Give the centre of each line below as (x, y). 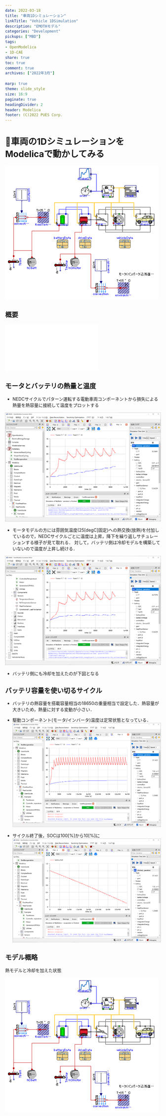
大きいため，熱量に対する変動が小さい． (53, 709)
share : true (17, 58)
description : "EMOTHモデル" (33, 26)
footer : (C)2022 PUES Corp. (34, 115)
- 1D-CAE (14, 52)
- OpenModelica (21, 47)
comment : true (20, 68)
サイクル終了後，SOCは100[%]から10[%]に (56, 835)
